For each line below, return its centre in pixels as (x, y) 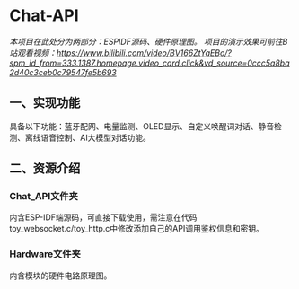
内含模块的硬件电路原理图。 (61, 276)
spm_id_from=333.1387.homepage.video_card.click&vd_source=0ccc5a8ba (149, 63)
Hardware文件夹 (45, 254)
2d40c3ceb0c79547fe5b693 (63, 72)
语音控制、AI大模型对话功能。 (95, 137)
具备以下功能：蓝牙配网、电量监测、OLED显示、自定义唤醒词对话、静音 (142, 126)
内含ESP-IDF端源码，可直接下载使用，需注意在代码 (103, 217)
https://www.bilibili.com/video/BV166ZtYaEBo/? (144, 53)
